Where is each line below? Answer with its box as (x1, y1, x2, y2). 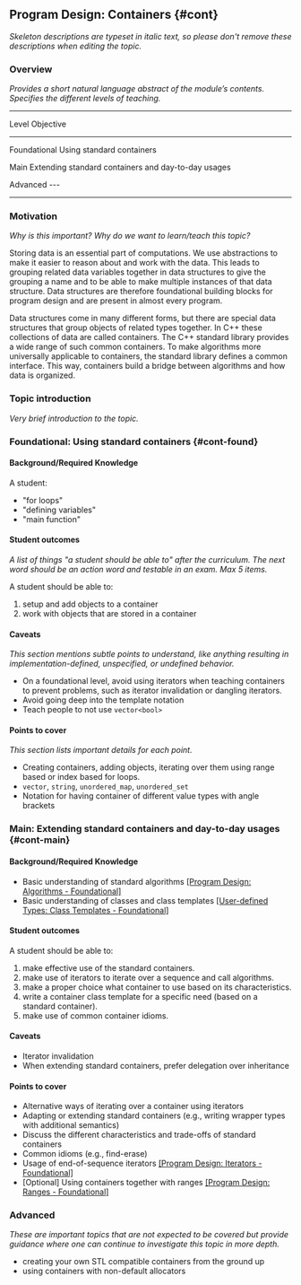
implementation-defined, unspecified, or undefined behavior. (9, 659, 235, 669)
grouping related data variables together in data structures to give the (9, 267, 266, 277)
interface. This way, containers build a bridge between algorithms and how (9, 361, 286, 372)
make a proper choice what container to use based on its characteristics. (21, 982, 293, 992)
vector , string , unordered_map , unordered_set (21, 781, 189, 792)
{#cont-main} (9, 834, 71, 846)
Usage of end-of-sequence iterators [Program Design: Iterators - (21, 1158, 262, 1169)
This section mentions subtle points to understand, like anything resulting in (9, 649, 289, 660)
